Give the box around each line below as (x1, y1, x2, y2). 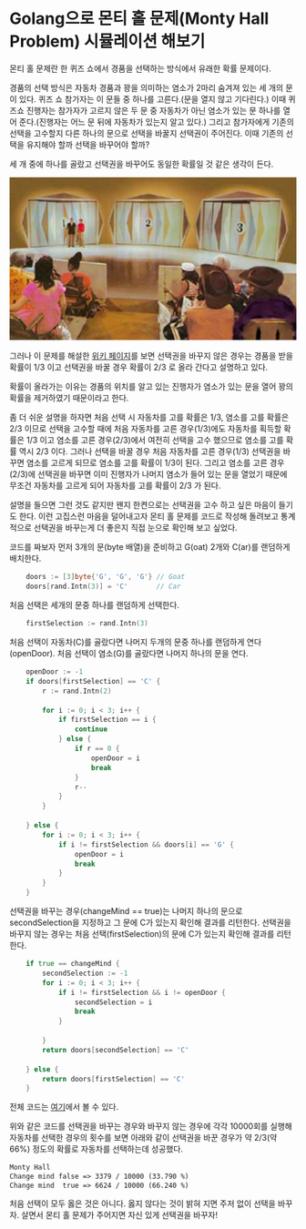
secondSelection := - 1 (42, 969, 128, 978)
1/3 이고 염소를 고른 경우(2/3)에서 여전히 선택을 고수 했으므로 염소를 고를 (25, 434, 284, 446)
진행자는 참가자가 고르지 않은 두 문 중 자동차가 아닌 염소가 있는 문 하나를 (25, 105, 281, 116)
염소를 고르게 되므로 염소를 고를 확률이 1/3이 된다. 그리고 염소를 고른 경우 (25, 457, 285, 469)
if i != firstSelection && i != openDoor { (57, 988, 226, 997)
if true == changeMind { (25, 960, 120, 969)
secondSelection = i (74, 998, 153, 1007)
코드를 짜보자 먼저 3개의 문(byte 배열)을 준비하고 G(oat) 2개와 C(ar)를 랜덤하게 (9, 542, 291, 553)
